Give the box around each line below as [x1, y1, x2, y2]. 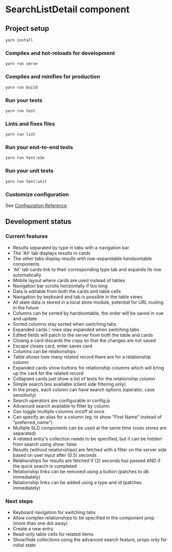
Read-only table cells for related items [12, 531, 94, 538]
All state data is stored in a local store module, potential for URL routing [12, 299, 164, 305]
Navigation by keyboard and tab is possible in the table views [12, 293, 143, 300]
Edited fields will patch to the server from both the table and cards [12, 332, 153, 338]
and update [12, 315, 37, 322]
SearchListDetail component [5, 4, 130, 15]
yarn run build [5, 85, 38, 90]
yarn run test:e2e [5, 155, 45, 160]
